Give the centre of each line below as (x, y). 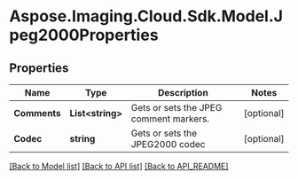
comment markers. (170, 119)
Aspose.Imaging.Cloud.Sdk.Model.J (146, 16)
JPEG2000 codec (168, 144)
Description (183, 93)
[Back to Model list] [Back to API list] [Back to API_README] (119, 166)
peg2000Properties (84, 35)
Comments (38, 113)
